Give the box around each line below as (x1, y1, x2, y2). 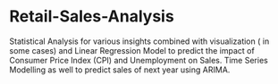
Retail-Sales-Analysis (9, 6, 174, 27)
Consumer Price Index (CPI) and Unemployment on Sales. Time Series (9, 55, 268, 65)
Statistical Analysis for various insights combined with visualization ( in (9, 36, 270, 46)
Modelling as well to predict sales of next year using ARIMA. (9, 64, 231, 75)
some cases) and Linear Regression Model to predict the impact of (9, 45, 255, 55)
